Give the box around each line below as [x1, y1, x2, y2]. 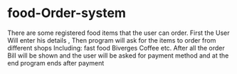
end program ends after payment [7, 58, 105, 67]
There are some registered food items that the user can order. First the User [7, 28, 230, 37]
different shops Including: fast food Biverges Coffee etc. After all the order [7, 43, 226, 52]
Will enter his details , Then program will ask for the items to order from [7, 36, 216, 44]
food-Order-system [7, 5, 127, 21]
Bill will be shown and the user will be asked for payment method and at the [7, 51, 229, 60]
